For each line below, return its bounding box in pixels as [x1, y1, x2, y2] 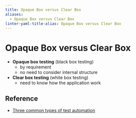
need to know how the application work [19, 80, 101, 86]
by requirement [19, 64, 51, 70]
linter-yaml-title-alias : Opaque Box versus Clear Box [5, 21, 122, 26]
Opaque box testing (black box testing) [12, 59, 94, 65]
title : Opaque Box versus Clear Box [5, 7, 81, 12]
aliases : [5, 12, 23, 17]
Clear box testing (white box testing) [12, 75, 89, 81]
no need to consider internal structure [19, 69, 98, 75]
